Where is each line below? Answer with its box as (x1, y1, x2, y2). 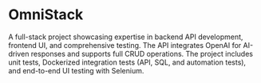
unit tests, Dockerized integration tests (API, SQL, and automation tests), (8, 57, 246, 67)
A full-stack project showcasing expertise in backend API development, (8, 32, 243, 41)
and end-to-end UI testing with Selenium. (8, 65, 144, 75)
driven (8, 49, 30, 58)
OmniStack (8, 6, 84, 24)
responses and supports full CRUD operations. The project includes (30, 49, 254, 58)
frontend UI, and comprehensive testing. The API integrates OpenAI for (8, 40, 242, 49)
